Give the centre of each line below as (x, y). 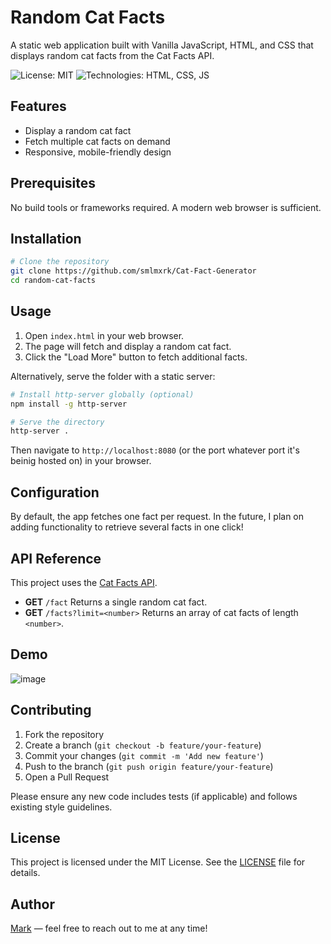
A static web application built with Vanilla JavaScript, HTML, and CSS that (162, 45)
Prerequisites (53, 183)
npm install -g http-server (69, 404)
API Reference (56, 558)
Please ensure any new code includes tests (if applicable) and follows (154, 796)
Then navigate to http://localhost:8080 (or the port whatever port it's (155, 450)
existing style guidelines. (61, 807)
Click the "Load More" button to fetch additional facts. (136, 357)
